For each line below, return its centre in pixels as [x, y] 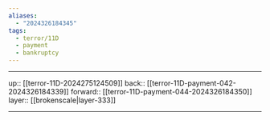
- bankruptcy [37, 53]
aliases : [23, 16]
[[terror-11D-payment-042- [192, 83]
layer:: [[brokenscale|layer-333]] [62, 100]
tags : [17, 30]
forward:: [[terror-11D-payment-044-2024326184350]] [162, 92]
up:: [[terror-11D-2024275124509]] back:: [77, 83]
